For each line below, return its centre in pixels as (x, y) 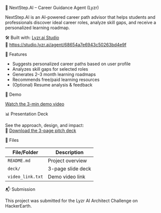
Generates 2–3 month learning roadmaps (54, 74)
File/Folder (25, 152)
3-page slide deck (69, 169)
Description (70, 152)
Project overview (67, 161)
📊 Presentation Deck (27, 114)
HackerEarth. (19, 206)
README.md (19, 161)
